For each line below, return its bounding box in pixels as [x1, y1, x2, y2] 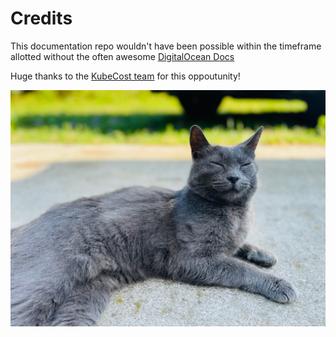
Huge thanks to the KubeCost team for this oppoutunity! [10, 70, 241, 82]
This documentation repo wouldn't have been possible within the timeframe [10, 40, 322, 52]
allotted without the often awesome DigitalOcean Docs [10, 50, 235, 62]
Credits [10, 7, 73, 30]
